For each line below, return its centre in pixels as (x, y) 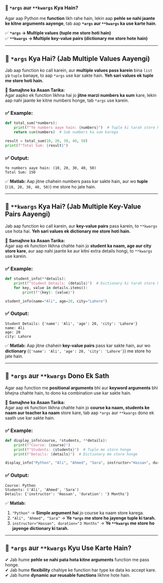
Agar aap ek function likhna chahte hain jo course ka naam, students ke (77, 407)
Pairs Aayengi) (28, 214)
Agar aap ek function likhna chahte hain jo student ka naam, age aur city (78, 246)
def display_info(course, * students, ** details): (56, 440)
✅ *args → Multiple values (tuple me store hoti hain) (58, 33)
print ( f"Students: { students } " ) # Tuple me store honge (73, 450)
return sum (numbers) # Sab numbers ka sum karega (66, 132)
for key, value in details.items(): (51, 288)
